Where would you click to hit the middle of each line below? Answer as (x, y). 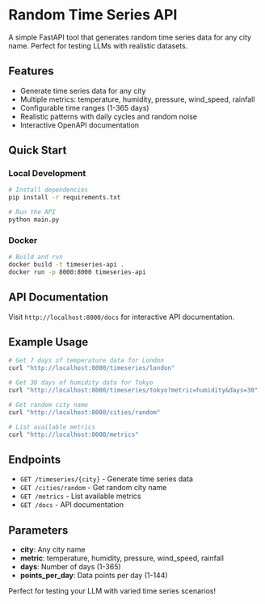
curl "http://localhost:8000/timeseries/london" (92, 368)
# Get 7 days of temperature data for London (86, 361)
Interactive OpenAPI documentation (80, 125)
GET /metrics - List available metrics (80, 496)
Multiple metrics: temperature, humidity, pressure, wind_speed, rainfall (137, 99)
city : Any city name (53, 550)
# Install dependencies (48, 190)
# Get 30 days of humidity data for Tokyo (81, 383)
